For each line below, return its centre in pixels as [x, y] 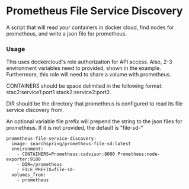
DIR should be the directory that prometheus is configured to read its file [94, 104]
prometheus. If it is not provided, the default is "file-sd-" [75, 128]
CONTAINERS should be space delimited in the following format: [84, 86]
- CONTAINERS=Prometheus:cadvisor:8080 [66, 154]
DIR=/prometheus [42, 165]
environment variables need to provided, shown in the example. [84, 68]
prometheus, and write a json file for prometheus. [67, 33]
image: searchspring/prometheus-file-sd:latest [71, 144]
